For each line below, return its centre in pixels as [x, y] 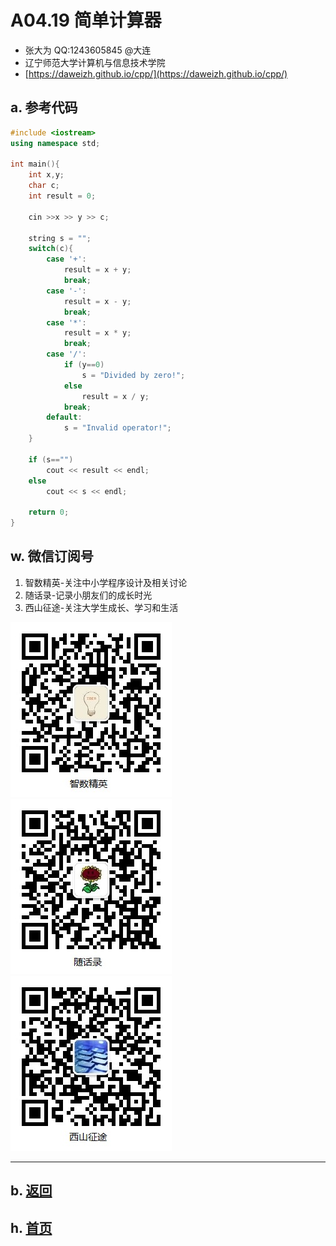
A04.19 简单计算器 [86, 20]
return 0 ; [49, 512]
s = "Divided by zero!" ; [133, 375]
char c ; [44, 186]
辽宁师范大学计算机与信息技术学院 [95, 62]
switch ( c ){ [51, 249]
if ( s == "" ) [51, 459]
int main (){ [35, 164]
